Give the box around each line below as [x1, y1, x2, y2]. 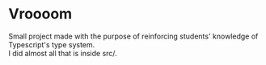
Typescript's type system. [8, 39, 95, 49]
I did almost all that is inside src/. [8, 48, 117, 58]
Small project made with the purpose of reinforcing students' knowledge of [8, 31, 259, 41]
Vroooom [8, 5, 73, 23]
